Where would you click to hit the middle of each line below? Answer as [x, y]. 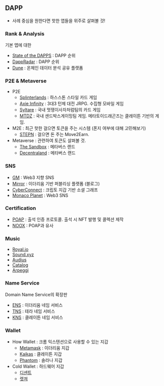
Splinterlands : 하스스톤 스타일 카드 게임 [58, 98]
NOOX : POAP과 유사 [33, 226]
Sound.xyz [23, 255]
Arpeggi [20, 270]
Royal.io [20, 249]
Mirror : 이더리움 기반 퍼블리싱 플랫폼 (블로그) [56, 183]
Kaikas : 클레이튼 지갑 [41, 354]
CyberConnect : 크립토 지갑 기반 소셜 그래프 [55, 190]
